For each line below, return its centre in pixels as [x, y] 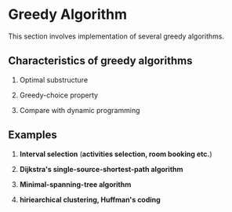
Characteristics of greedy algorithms [100, 61]
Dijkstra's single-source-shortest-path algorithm [101, 169]
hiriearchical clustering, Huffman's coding [90, 199]
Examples [33, 135]
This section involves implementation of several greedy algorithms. [116, 36]
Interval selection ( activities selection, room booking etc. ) [116, 154]
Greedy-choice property [59, 95]
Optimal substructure [54, 79]
